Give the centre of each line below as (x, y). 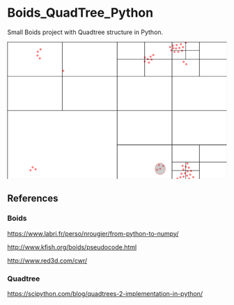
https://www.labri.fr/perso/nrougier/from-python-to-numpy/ (93, 233)
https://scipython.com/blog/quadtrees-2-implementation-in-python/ (105, 293)
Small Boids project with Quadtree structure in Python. (85, 32)
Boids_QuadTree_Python (80, 13)
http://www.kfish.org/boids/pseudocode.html (72, 247)
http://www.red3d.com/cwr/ (47, 260)
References (33, 199)
